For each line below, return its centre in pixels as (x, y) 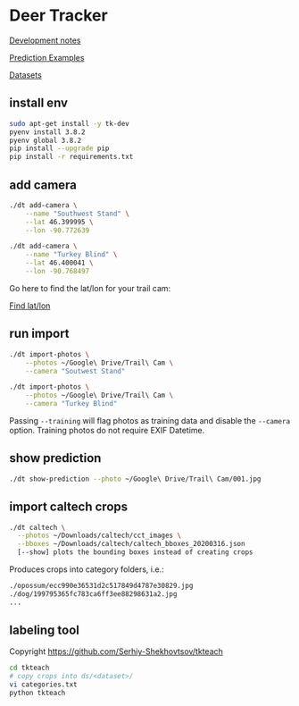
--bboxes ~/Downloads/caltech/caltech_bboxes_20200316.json (131, 544)
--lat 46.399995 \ (59, 222)
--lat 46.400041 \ (59, 263)
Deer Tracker (59, 16)
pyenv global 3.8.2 (46, 140)
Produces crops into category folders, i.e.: (87, 569)
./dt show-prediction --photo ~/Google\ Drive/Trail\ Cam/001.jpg (135, 479)
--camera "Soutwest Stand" (75, 371)
